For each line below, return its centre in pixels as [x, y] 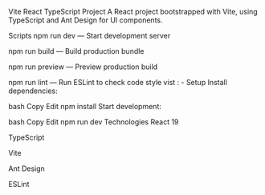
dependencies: [33, 91]
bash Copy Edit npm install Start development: [85, 106]
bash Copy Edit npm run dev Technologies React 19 [94, 122]
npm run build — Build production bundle [76, 51]
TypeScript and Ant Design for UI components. [86, 20]
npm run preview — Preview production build [83, 67]
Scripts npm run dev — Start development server [90, 36]
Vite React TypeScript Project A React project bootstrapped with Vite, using [133, 12]
